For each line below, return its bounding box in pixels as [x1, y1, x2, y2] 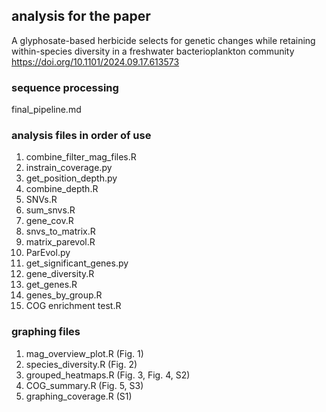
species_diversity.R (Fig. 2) [25, 358, 138, 370]
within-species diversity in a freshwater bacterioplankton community [11, 45, 295, 57]
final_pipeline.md [11, 104, 82, 116]
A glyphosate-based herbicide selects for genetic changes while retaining [11, 34, 316, 46]
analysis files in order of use [11, 129, 152, 143]
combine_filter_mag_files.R [25, 151, 137, 163]
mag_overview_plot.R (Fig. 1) [25, 347, 144, 359]
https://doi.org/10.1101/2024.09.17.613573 [11, 55, 180, 68]
